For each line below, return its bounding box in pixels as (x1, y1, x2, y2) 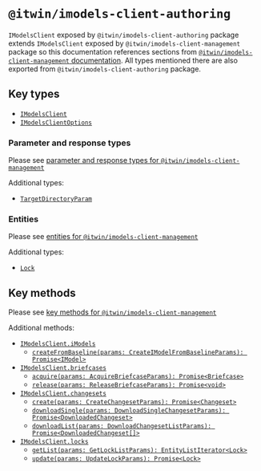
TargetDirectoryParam (19, 195, 92, 203)
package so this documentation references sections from (8, 47, 198, 56)
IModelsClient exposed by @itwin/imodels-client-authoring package (8, 30, 239, 39)
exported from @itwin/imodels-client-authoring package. (8, 63, 202, 74)
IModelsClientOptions (19, 119, 92, 127)
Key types (8, 87, 60, 101)
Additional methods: (8, 323, 74, 333)
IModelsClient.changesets (19, 390, 106, 398)
